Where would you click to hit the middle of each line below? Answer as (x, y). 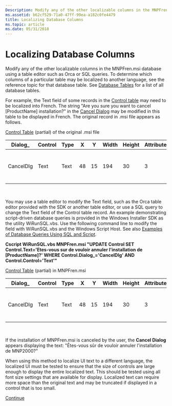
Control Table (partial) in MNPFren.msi (46, 271)
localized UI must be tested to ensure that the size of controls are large (80, 367)
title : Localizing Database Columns (44, 19)
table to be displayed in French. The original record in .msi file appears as (83, 117)
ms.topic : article (25, 24)
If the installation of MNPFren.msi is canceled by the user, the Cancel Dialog (86, 340)
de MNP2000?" (22, 351)
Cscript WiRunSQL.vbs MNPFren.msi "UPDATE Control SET (70, 245)
